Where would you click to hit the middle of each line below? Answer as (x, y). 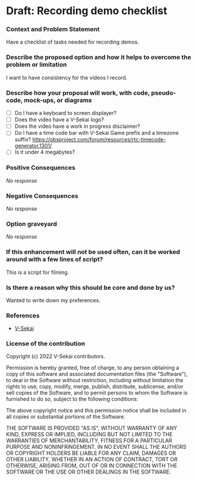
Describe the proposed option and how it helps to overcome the (99, 57)
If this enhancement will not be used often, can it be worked (93, 252)
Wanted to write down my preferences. (53, 300)
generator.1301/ (33, 146)
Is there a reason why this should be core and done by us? (91, 287)
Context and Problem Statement (53, 29)
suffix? (23, 140)
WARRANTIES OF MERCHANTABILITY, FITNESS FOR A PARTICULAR (89, 441)
